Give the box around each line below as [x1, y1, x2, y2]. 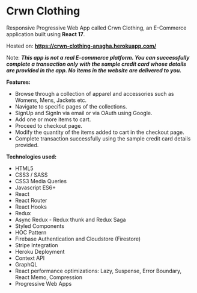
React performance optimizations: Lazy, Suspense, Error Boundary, [14, 267, 182, 274]
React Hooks [14, 203, 47, 210]
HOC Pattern [14, 228, 47, 236]
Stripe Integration [14, 241, 58, 248]
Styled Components [14, 222, 65, 230]
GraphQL [14, 260, 38, 268]
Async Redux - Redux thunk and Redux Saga [14, 216, 126, 223]
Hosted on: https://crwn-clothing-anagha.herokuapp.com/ [6, 42, 157, 49]
